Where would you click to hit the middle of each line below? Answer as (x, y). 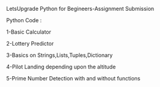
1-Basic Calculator (29, 32)
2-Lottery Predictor (30, 43)
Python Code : (24, 20)
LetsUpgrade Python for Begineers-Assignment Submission (80, 9)
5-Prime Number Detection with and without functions (73, 78)
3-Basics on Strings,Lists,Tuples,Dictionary (60, 55)
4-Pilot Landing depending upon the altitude (61, 67)
